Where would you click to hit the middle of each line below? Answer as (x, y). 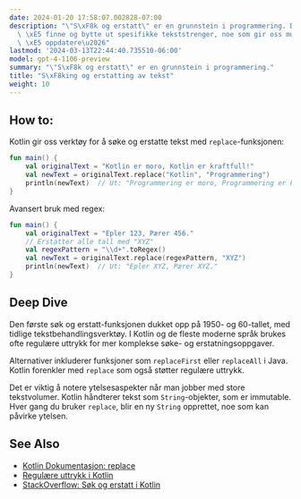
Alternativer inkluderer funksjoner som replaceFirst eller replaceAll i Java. (149, 360)
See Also (34, 444)
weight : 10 (30, 84)
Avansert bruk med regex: (57, 208)
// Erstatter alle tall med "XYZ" (90, 241)
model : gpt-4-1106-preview (60, 59)
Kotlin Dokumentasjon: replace (79, 465)
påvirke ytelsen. (39, 416)
